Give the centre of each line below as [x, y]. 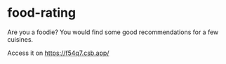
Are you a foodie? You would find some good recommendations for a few [113, 32]
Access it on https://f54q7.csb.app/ [58, 53]
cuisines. [20, 39]
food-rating [41, 13]
